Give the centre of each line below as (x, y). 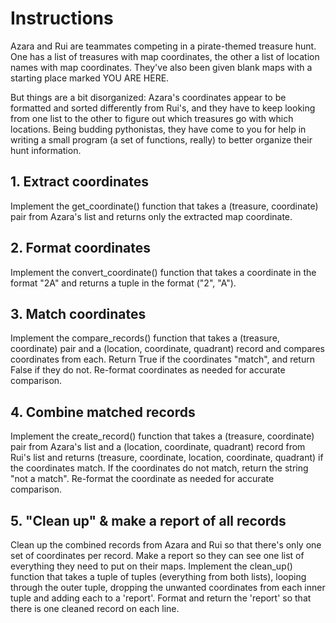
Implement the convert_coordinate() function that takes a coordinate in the (163, 272)
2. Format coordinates (80, 248)
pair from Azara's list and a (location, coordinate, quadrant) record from (158, 447)
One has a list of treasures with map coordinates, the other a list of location (165, 56)
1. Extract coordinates (79, 182)
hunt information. (46, 150)
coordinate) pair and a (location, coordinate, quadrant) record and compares (167, 349)
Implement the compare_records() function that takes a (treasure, (145, 338)
